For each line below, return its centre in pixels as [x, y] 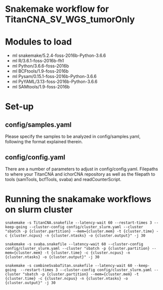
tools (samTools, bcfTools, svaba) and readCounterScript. [63, 179]
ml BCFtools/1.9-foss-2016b [40, 71]
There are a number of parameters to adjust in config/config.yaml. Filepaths [81, 169]
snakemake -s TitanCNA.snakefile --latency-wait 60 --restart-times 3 [79, 223]
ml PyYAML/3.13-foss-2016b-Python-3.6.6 [55, 81]
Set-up [19, 107]
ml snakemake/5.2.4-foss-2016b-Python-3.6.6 [59, 55]
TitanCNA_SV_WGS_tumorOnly [70, 19]
